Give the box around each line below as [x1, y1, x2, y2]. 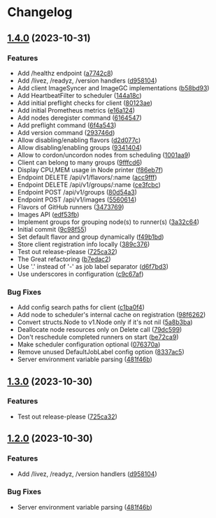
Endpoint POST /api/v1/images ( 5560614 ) [17, 195, 137, 204]
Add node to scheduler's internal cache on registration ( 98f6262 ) [17, 311, 206, 319]
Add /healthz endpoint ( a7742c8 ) [17, 69, 113, 77]
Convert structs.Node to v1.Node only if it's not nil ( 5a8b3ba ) [17, 318, 194, 326]
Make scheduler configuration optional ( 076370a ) [17, 340, 161, 349]
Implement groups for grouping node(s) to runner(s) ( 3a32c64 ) [17, 218, 200, 226]
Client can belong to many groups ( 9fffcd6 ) [17, 158, 143, 167]
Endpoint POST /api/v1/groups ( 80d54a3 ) [17, 188, 138, 196]
